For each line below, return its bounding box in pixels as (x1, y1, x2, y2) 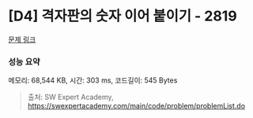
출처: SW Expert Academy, (27, 92, 114, 102)
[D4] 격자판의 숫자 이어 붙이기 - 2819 (8, 7, 237, 25)
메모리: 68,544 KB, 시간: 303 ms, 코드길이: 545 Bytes (8, 76, 178, 85)
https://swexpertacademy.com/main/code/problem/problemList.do (27, 101, 246, 111)
